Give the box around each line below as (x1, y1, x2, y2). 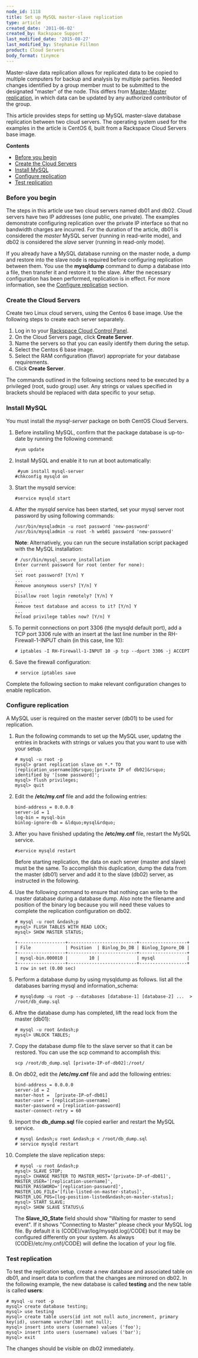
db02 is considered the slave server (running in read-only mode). (6, 238, 165, 246)
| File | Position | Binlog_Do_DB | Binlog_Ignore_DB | (14, 944, 190, 950)
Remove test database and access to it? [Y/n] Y (14, 603, 137, 609)
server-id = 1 (14, 809, 50, 815)
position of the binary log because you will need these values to (14, 901, 170, 908)
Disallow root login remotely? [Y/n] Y (14, 593, 113, 599)
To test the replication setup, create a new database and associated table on (6, 1268, 193, 1275)
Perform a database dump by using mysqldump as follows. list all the (14, 976, 183, 983)
